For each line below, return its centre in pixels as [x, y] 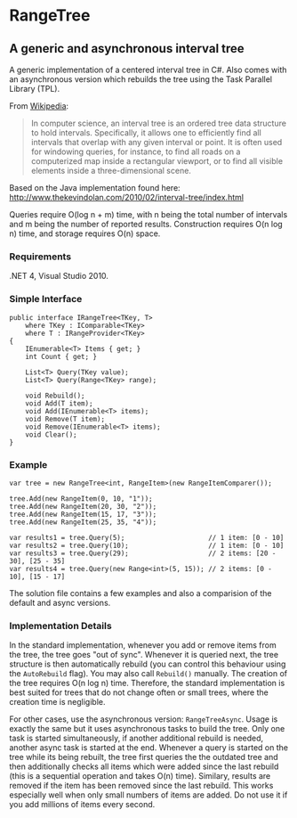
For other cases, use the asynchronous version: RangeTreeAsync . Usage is [144, 719]
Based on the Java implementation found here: [95, 188]
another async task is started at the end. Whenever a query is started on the [149, 748]
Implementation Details [61, 626]
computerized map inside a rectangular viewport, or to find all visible [157, 161]
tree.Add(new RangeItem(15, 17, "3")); [83, 514]
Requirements [40, 257]
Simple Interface [46, 299]
